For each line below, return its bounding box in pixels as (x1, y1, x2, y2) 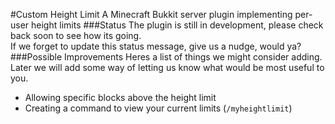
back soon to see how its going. (10, 30, 142, 41)
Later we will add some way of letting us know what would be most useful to (10, 62, 325, 73)
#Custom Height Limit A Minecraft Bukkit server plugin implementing (10, 9, 293, 20)
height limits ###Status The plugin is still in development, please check (31, 19, 324, 31)
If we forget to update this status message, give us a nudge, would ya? (10, 40, 302, 52)
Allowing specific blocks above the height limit (24, 92, 217, 103)
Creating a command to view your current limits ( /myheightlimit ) (24, 102, 293, 114)
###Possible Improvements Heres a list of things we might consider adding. (10, 51, 323, 63)
